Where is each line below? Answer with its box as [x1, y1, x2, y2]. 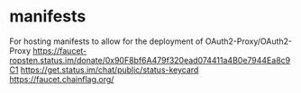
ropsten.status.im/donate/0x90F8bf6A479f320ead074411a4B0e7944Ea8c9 [9, 55, 291, 65]
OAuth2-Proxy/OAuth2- [205, 36, 293, 46]
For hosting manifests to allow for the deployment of [9, 36, 204, 46]
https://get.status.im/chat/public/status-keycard [20, 64, 199, 75]
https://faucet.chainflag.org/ [9, 73, 114, 84]
